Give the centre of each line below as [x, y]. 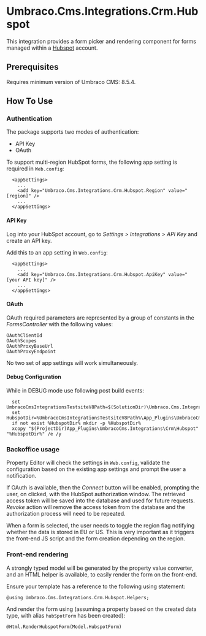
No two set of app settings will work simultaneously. [72, 362]
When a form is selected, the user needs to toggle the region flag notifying [101, 526]
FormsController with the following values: [60, 324]
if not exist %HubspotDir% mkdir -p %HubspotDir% [76, 423]
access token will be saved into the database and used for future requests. [101, 500]
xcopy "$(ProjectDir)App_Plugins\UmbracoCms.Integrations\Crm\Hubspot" [105, 429]
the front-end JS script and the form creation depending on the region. [96, 538]
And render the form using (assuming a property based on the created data [102, 609]
